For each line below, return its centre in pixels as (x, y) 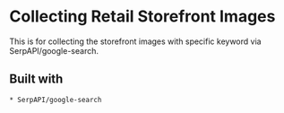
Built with (36, 79)
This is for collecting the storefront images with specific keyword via (135, 41)
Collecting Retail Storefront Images (142, 17)
